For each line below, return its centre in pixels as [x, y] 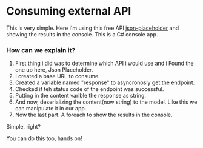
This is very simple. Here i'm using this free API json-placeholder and [93, 28]
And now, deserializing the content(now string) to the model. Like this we [106, 102]
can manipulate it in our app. [51, 109]
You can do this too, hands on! [44, 138]
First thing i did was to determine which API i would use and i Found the [104, 63]
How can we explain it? [41, 50]
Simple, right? [24, 127]
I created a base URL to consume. [57, 76]
